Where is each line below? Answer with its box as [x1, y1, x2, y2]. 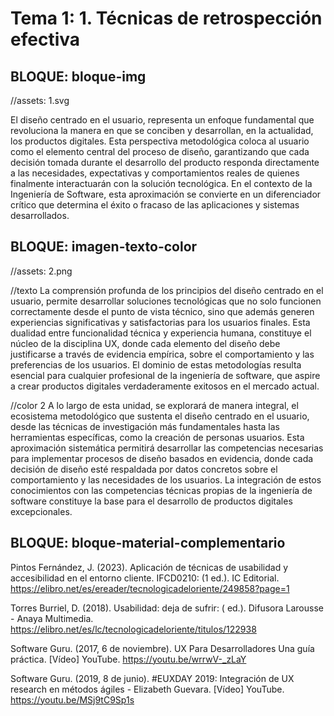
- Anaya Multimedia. [10, 612, 94, 624]
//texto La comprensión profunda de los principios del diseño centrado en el [10, 284, 324, 296]
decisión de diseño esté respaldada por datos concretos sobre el [10, 463, 278, 475]
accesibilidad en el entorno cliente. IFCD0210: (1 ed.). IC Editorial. [10, 572, 280, 584]
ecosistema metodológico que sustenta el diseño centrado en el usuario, [10, 410, 310, 422]
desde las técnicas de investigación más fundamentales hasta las [10, 420, 280, 432]
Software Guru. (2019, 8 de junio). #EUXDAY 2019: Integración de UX [10, 672, 295, 684]
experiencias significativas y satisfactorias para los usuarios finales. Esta [10, 316, 311, 328]
